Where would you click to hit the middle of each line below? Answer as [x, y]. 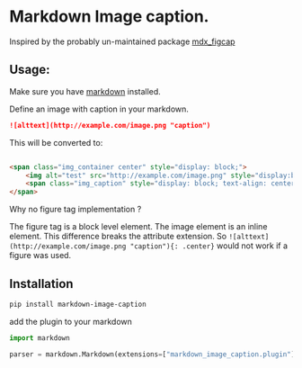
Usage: [30, 70]
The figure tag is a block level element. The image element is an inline [138, 227]
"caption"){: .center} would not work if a [209, 246]
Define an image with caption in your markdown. [99, 109]
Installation [41, 284]
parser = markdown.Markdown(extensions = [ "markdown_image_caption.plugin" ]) [154, 354]
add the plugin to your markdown [71, 321]
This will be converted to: [56, 142]
